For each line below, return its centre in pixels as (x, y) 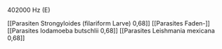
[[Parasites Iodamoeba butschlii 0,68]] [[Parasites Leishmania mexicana (111, 31)
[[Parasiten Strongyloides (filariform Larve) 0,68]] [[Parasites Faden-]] (109, 23)
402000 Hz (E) (29, 10)
